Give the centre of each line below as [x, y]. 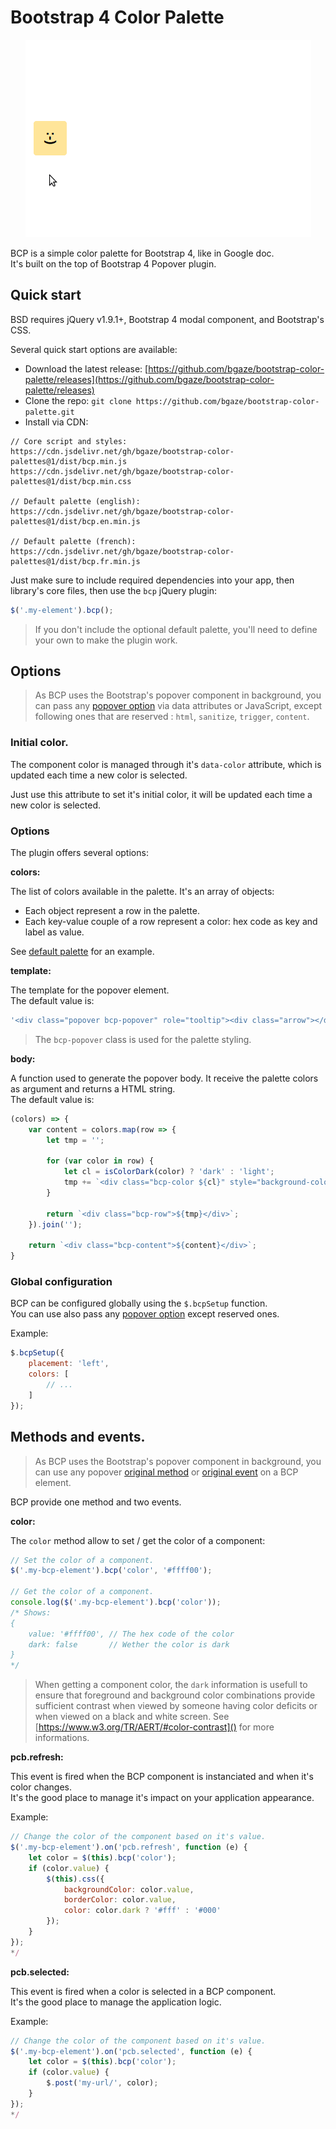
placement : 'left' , [69, 1364]
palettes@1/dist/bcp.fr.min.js [75, 561]
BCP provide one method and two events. [96, 1502]
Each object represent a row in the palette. [112, 911]
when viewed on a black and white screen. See [132, 1717]
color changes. [41, 1787]
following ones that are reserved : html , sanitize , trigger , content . [172, 717]
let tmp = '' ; [75, 1140]
